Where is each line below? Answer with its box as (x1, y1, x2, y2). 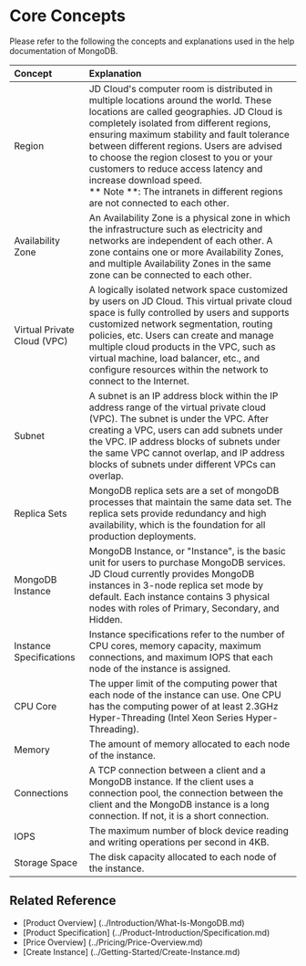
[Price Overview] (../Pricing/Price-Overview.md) (22, 937, 203, 948)
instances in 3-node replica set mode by (88, 579, 264, 592)
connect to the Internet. (88, 374, 189, 387)
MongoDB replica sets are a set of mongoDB (88, 484, 280, 497)
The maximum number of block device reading (88, 824, 289, 836)
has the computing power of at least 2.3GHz (88, 699, 279, 712)
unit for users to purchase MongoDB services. (88, 556, 286, 569)
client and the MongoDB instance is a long (88, 798, 270, 811)
